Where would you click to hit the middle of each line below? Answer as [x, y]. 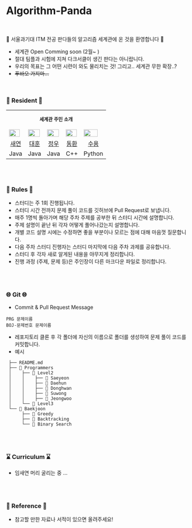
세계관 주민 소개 [56, 119]
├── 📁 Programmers [31, 368]
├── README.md [26, 363]
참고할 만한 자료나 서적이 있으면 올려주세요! [64, 519]
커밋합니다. [27, 345]
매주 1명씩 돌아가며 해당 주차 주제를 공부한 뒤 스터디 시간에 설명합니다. [94, 217]
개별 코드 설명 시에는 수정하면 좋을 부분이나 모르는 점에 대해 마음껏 [90, 232]
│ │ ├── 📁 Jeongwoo [40, 399]
